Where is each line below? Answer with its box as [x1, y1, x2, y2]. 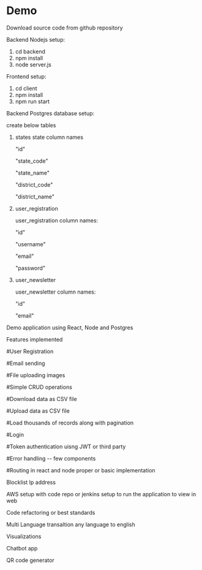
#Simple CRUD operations [6, 383, 72, 391]
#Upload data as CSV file [6, 407, 70, 415]
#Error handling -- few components [6, 455, 96, 462]
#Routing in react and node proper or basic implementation [6, 466, 155, 474]
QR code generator [6, 556, 55, 564]
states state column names [15, 133, 84, 141]
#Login [6, 431, 24, 438]
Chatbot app [6, 544, 38, 552]
